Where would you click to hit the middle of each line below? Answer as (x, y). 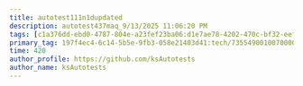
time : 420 (28, 51)
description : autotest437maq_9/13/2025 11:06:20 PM (108, 26)
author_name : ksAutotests (58, 68)
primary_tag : (34, 43)
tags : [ (24, 34)
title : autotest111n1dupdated (66, 17)
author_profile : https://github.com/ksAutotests (102, 59)
